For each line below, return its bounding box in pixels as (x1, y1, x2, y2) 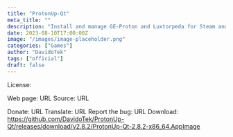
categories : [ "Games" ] (7, 42, 73, 49)
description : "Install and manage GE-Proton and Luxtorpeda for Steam (7, 23, 216, 30)
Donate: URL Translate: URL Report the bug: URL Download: (7, 107, 179, 116)
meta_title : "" (7, 17, 51, 24)
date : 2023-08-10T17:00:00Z (7, 29, 89, 37)
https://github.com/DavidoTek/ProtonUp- (7, 115, 125, 123)
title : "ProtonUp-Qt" (7, 10, 70, 17)
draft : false (7, 62, 45, 68)
